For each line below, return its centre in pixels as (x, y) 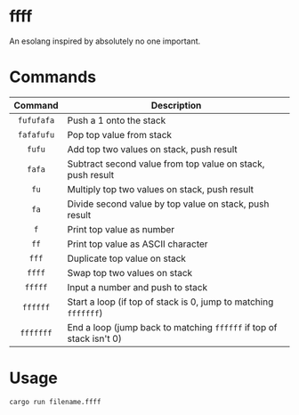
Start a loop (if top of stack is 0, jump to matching (170, 302)
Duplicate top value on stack (127, 258)
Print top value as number (121, 229)
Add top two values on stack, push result (152, 149)
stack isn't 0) (94, 338)
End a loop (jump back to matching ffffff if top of (172, 327)
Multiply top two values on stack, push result (160, 189)
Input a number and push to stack (137, 287)
